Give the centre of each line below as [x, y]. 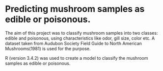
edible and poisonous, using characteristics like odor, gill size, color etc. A [80, 38]
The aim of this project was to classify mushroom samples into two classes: [81, 33]
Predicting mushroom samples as [75, 9]
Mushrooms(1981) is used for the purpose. [48, 48]
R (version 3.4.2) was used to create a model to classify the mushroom [77, 58]
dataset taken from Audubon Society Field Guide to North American [74, 43]
